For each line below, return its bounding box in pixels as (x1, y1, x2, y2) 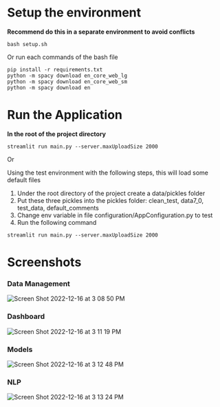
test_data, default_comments (16, 203, 100, 212)
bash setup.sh (7, 41, 48, 47)
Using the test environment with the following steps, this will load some (7, 168, 208, 177)
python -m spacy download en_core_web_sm (7, 78, 128, 85)
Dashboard (7, 311, 45, 321)
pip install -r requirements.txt (7, 66, 103, 73)
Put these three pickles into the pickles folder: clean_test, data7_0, (16, 196, 204, 204)
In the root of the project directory (7, 129, 107, 138)
